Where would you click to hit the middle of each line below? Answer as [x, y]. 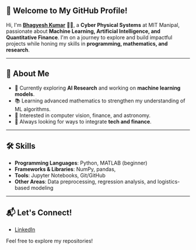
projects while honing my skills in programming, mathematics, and [87, 43]
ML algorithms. [32, 109]
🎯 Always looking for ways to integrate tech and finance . [83, 121]
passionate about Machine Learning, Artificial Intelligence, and [83, 31]
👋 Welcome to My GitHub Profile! [67, 11]
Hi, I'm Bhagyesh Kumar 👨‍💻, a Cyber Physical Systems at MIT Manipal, [93, 25]
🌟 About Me [28, 74]
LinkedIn [25, 230]
